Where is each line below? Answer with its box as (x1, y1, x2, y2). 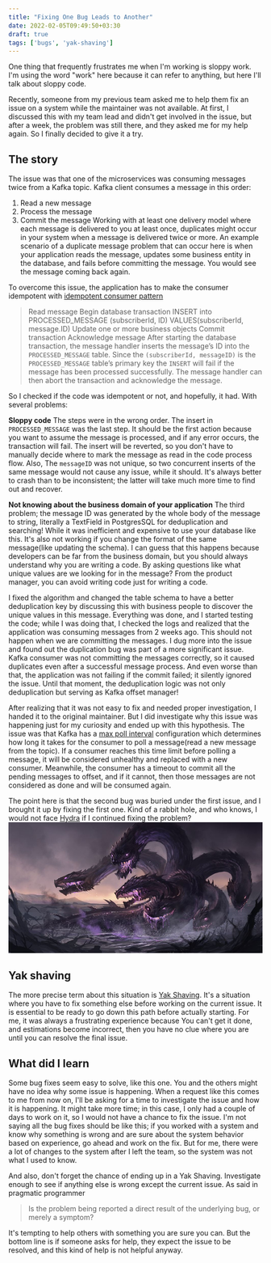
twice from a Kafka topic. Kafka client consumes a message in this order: (8, 183, 252, 192)
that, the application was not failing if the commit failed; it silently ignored (8, 670, 252, 680)
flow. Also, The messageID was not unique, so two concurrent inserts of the (8, 458, 256, 468)
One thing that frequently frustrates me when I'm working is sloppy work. (8, 61, 252, 72)
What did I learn (8, 1056, 90, 1071)
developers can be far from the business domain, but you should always (8, 551, 248, 561)
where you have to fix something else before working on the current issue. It (8, 999, 262, 1008)
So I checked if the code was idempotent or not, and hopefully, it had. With (8, 391, 257, 401)
